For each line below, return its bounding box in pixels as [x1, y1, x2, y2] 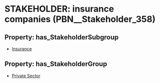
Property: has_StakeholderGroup [4, 60, 107, 68]
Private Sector [11, 73, 40, 79]
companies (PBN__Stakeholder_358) [4, 14, 156, 25]
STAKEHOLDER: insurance [4, 3, 114, 15]
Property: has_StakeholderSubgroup [4, 33, 119, 41]
